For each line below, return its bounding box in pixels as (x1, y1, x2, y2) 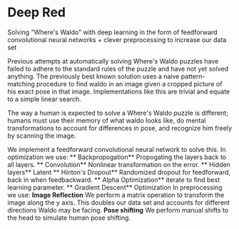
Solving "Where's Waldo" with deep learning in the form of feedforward (7, 28, 218, 36)
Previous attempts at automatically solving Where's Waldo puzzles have (7, 56, 219, 65)
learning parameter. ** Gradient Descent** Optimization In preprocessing (7, 183, 223, 191)
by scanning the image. (7, 131, 76, 140)
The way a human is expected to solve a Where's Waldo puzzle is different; (7, 108, 228, 117)
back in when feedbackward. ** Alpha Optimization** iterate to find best (7, 175, 220, 184)
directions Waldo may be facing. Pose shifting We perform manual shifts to (7, 205, 229, 214)
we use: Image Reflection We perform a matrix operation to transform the (7, 190, 225, 199)
